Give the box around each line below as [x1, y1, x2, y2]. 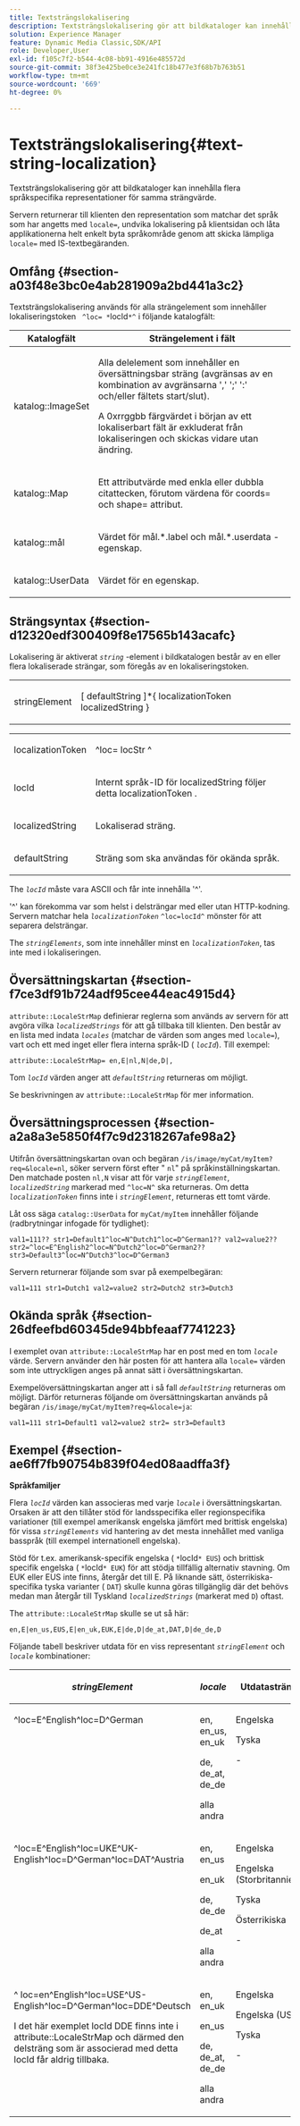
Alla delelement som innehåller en [97, 357, 240, 369]
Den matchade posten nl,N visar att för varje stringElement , [9, 1172, 230, 1183]
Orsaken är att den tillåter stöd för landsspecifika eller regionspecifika [9, 1507, 266, 1518]
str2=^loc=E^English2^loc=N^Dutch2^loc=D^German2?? [9, 1243, 205, 1252]
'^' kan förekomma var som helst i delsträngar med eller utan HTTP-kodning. [9, 901, 290, 912]
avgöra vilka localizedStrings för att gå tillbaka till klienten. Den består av [9, 1020, 281, 1031]
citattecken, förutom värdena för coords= [97, 487, 271, 500]
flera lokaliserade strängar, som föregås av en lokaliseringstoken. [9, 661, 249, 671]
